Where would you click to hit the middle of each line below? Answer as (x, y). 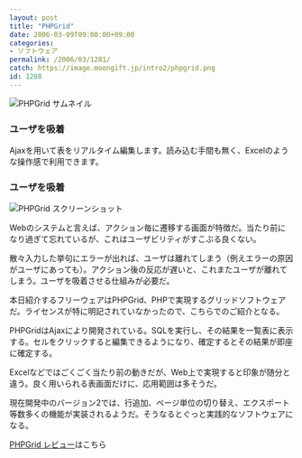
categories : (32, 43)
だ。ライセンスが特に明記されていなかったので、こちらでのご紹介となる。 (147, 312)
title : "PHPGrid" (42, 26)
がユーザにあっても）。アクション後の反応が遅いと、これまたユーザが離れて (149, 270)
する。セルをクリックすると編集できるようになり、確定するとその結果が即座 (151, 342)
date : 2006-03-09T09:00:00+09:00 (72, 34)
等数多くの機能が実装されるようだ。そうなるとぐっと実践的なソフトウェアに (151, 414)
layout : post (34, 18)
